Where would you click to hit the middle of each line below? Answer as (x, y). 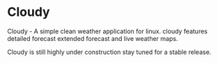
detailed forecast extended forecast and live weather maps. (93, 38)
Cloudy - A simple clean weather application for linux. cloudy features (107, 31)
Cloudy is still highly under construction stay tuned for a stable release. (109, 52)
